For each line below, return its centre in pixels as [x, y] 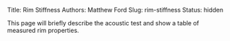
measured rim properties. [43, 30]
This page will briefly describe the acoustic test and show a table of [103, 23]
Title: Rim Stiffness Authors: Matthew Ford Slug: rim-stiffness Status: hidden [115, 10]
